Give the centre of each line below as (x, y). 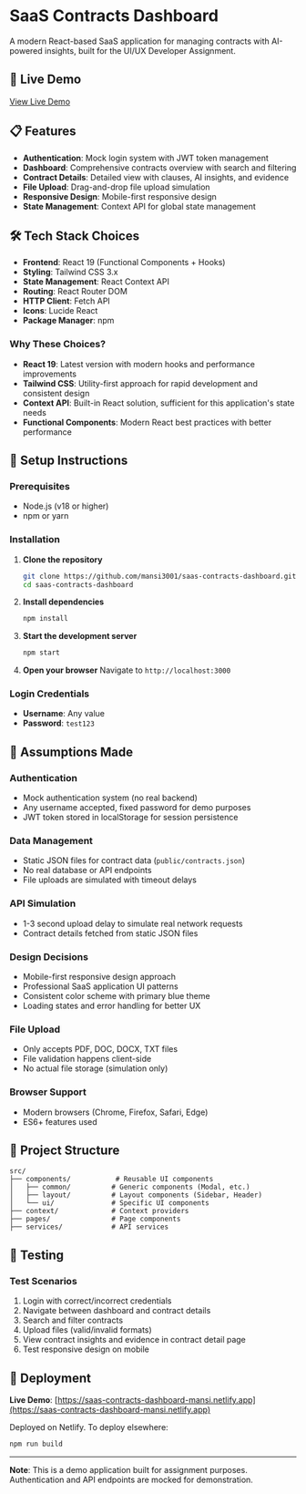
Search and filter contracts (73, 1320)
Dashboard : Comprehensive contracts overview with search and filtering (159, 167)
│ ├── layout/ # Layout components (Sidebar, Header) (136, 1195)
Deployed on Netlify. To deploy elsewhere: (89, 1427)
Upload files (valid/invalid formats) (87, 1330)
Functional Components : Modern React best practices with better (147, 422)
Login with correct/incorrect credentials (97, 1301)
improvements (50, 374)
